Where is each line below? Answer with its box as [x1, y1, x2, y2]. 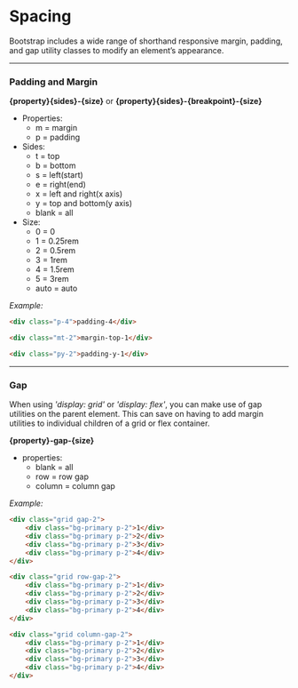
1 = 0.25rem [35, 236, 80, 246]
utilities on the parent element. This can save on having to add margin [9, 409, 264, 420]
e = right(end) [35, 180, 87, 190]
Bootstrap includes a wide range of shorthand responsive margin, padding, [9, 36, 284, 46]
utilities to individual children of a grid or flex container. [9, 418, 210, 428]
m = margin [35, 123, 78, 133]
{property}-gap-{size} [9, 436, 95, 446]
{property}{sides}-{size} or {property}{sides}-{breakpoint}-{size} [9, 96, 263, 107]
